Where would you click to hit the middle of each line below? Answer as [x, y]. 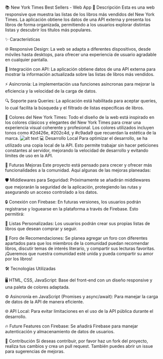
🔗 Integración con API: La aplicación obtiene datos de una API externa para [80, 69]
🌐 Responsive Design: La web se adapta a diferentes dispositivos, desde [78, 49]
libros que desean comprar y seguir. [41, 229]
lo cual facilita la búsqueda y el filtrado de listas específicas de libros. [75, 108]
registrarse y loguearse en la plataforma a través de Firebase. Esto [72, 209]
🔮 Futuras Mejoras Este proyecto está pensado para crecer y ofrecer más [79, 165]
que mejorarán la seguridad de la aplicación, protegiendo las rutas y [73, 187]
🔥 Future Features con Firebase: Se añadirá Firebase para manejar [72, 326]
